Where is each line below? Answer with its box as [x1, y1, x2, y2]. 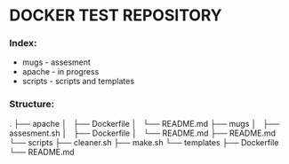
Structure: [9, 98, 55, 111]
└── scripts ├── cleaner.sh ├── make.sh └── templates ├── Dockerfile [9, 137, 279, 147]
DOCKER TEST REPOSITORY [9, 5, 222, 26]
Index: [9, 37, 37, 50]
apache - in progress [21, 66, 100, 77]
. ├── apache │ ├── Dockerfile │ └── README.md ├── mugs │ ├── [9, 118, 280, 129]
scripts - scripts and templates [21, 76, 135, 87]
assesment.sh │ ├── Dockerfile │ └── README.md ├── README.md [9, 128, 277, 138]
